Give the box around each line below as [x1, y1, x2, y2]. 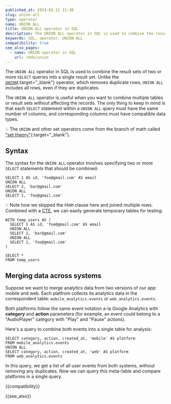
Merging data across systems [5, 271, 102, 280]
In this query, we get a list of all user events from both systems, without [5, 363, 155, 368]
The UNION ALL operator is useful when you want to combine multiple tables [5, 95, 163, 101]
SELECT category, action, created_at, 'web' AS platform [5, 349, 129, 354]
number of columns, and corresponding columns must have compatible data [5, 111, 166, 117]
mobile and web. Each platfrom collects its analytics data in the [5, 290, 137, 296]
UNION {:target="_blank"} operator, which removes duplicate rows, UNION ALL [5, 79, 164, 85]
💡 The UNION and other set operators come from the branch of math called [5, 126, 160, 132]
